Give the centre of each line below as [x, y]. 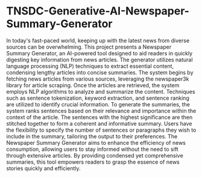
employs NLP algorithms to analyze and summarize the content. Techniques [101, 91]
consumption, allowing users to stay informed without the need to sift [92, 149]
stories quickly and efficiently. [43, 168]
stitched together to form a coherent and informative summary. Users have [99, 123]
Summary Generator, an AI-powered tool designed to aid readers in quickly [99, 53]
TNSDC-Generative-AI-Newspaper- [98, 11]
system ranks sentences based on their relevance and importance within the [101, 111]
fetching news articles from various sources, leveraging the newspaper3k [98, 79]
